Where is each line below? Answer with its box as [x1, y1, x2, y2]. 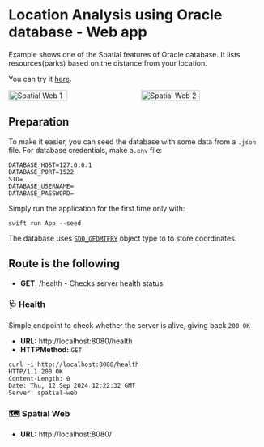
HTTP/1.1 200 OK [8, 367, 63, 376]
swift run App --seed [8, 219, 82, 228]
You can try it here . [8, 74, 72, 83]
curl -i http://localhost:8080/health [8, 360, 139, 368]
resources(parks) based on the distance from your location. [8, 58, 208, 68]
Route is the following [8, 257, 120, 270]
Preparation [8, 115, 70, 129]
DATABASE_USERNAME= [8, 182, 75, 190]
